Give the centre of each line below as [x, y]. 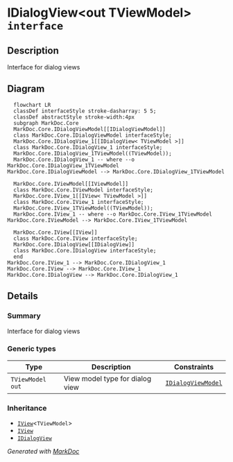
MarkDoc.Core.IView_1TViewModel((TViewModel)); [84, 208]
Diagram [26, 89]
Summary [24, 316]
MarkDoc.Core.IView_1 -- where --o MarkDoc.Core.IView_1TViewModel [113, 214]
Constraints [194, 367]
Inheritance [27, 408]
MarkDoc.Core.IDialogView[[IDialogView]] [74, 244]
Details [23, 296]
